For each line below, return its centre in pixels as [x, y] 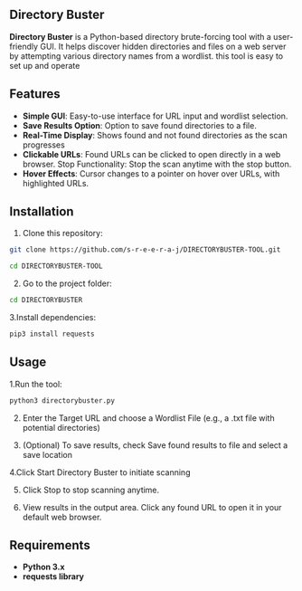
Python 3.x [43, 567]
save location [47, 454]
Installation [42, 212]
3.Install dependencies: [53, 318]
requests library [53, 577]
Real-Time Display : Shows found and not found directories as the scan [155, 135]
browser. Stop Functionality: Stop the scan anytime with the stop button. [157, 164]
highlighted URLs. [55, 183]
